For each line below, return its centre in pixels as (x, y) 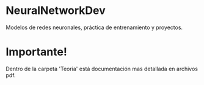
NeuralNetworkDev (56, 11)
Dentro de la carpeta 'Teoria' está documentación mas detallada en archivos (102, 69)
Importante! (37, 52)
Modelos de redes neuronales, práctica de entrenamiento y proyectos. (94, 27)
